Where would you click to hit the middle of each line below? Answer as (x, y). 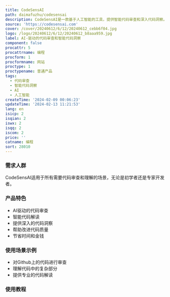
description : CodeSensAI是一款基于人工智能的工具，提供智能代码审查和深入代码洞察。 (86, 19)
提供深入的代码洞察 (33, 223)
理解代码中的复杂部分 (35, 268)
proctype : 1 (18, 67)
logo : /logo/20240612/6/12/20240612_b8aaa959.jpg (59, 34)
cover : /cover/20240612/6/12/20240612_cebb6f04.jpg (61, 29)
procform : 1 (18, 57)
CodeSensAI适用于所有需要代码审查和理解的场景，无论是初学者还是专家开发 (85, 178)
